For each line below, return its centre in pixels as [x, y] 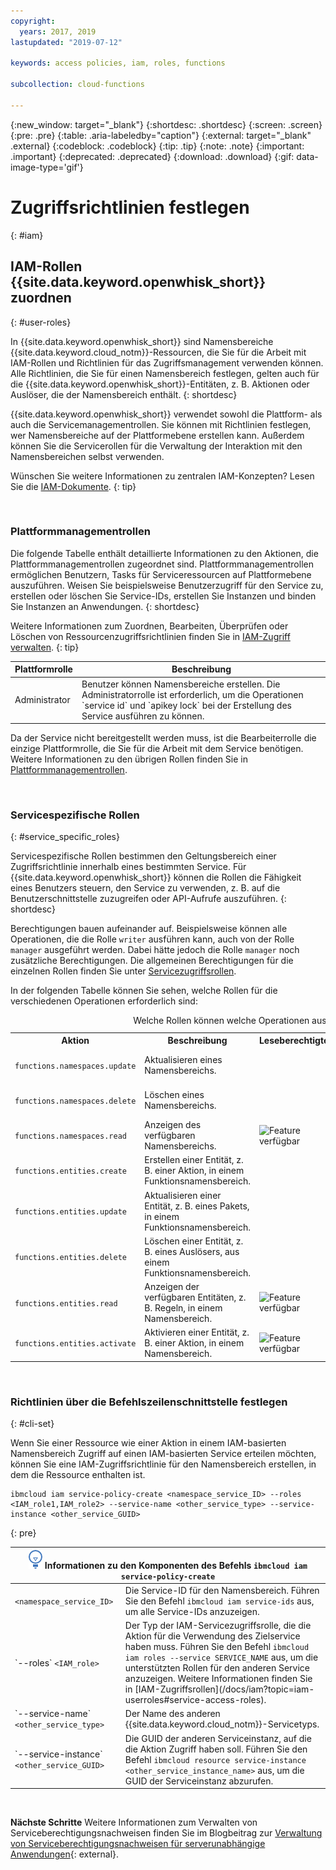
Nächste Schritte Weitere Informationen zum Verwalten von [134, 1822]
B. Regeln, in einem [183, 1308]
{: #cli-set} [32, 1424]
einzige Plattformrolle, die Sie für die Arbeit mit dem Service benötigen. [157, 749]
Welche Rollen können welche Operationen [221, 1021]
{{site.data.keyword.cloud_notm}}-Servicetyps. [222, 1724]
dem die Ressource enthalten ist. [78, 1475]
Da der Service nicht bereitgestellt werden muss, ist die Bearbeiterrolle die [163, 738]
